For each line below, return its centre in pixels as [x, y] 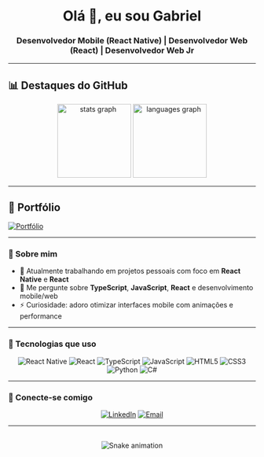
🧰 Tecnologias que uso [52, 344]
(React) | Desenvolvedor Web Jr [132, 50]
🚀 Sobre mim [33, 254]
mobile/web [38, 296]
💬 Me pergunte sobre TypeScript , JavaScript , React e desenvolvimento [136, 288]
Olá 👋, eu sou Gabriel [132, 16]
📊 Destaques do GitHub [68, 85]
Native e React [44, 279]
